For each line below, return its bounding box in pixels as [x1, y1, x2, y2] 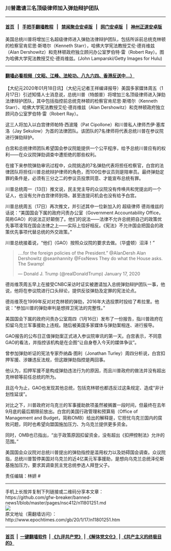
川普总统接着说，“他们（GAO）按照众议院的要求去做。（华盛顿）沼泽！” [5, 239, 155, 246]
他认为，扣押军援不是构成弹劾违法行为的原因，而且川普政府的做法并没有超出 [5, 367, 166, 374]
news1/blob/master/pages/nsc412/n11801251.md [5, 499, 106, 506]
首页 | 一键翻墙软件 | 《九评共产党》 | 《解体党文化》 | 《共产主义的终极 [5, 534, 158, 540]
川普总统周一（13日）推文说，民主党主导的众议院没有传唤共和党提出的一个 [5, 186, 162, 192]
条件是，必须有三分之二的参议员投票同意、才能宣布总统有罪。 [14, 175, 144, 181]
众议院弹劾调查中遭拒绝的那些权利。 [22, 151, 99, 157]
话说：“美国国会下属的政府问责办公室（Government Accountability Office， [5, 210, 164, 216]
